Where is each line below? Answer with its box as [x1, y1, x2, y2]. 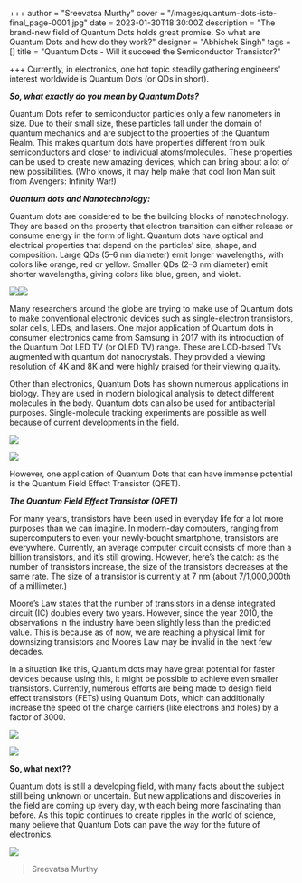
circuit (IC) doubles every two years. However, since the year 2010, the [9, 608, 274, 619]
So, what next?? [9, 763, 71, 773]
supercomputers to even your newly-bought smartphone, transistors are [9, 533, 278, 542]
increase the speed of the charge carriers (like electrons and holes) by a [9, 702, 278, 713]
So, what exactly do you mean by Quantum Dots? [9, 91, 200, 101]
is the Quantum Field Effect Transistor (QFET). [9, 478, 181, 488]
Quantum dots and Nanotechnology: [9, 194, 151, 204]
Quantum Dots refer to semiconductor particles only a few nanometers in [9, 109, 282, 119]
